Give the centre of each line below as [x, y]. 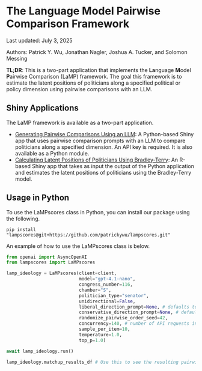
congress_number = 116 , [106, 285]
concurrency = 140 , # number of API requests [134, 324]
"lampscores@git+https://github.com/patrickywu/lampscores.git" [88, 235]
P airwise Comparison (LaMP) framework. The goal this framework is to [94, 76]
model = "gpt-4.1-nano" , [107, 279]
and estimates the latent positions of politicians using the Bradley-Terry [103, 172]
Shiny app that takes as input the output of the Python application [113, 166]
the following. [23, 219]
